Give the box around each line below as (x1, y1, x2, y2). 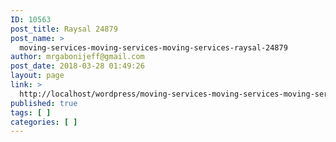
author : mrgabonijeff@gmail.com (10, 52, 145, 62)
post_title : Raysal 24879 (10, 24, 118, 34)
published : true (10, 98, 78, 108)
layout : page (10, 71, 65, 81)
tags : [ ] (10, 107, 52, 118)
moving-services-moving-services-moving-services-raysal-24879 (19, 42, 288, 53)
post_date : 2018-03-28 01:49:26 (10, 61, 145, 71)
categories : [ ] (10, 117, 78, 127)
